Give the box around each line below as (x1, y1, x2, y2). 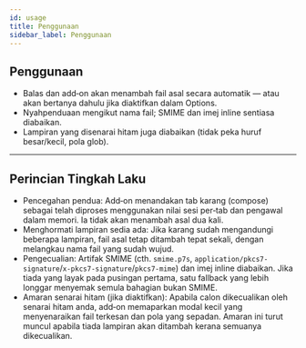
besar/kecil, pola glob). (22, 136, 109, 147)
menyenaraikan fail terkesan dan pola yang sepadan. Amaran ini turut (22, 311, 284, 322)
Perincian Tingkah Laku (9, 171, 147, 186)
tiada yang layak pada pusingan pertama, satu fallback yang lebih (22, 273, 270, 283)
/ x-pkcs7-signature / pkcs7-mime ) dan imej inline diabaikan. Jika (59, 263, 293, 273)
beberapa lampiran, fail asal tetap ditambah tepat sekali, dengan (22, 234, 264, 244)
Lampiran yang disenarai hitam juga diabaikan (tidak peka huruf (22, 126, 262, 137)
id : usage (9, 13, 47, 23)
